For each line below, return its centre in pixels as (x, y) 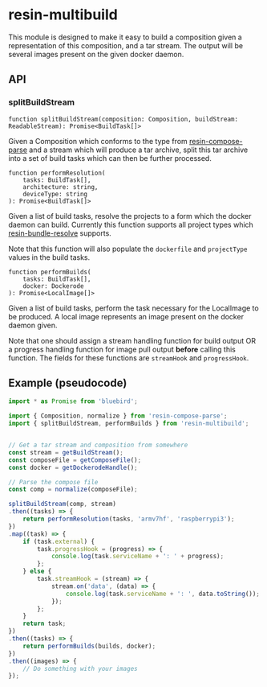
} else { (37, 572)
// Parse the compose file (53, 482)
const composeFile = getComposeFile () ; (75, 460)
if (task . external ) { (59, 541)
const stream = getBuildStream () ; (66, 452)
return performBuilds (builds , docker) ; (89, 646)
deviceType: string (55, 194)
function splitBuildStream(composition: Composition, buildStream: (123, 119)
